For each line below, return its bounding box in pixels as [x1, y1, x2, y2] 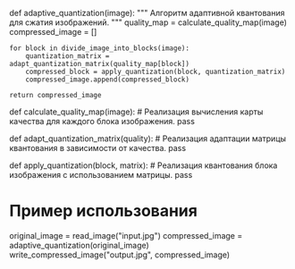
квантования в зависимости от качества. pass [9, 143, 186, 153]
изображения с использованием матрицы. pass [9, 170, 193, 180]
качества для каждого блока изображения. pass [9, 116, 195, 126]
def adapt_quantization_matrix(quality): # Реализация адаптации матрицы [9, 133, 287, 144]
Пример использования [9, 201, 198, 222]
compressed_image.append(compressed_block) [25, 75, 190, 84]
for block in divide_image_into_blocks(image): [9, 44, 190, 53]
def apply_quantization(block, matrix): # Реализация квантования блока [9, 160, 278, 171]
